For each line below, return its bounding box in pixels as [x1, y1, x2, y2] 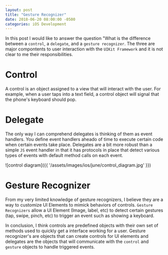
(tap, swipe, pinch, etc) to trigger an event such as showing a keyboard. [5, 213, 155, 219]
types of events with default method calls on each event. [5, 152, 124, 159]
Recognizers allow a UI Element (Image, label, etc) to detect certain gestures [5, 208, 163, 214]
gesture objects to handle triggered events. [5, 244, 95, 250]
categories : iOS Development [5, 21, 67, 27]
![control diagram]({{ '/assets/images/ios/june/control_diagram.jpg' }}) [5, 162, 151, 168]
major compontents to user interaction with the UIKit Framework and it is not [5, 46, 163, 52]
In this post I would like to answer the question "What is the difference [5, 35, 151, 41]
